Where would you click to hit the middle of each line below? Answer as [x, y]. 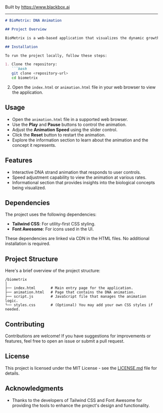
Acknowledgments [34, 388]
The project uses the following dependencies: [51, 215]
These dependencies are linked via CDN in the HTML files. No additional [77, 239]
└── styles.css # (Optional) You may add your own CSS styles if [79, 305]
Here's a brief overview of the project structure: [53, 271]
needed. [13, 310]
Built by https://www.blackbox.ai [38, 7]
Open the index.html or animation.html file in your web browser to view [84, 87]
